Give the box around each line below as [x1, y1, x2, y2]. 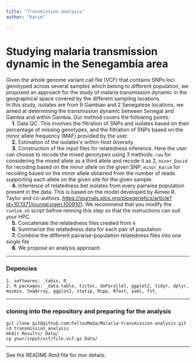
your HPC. [6, 213, 31, 220]
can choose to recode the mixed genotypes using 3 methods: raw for [6, 151, 171, 158]
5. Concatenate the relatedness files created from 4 [11, 220, 136, 227]
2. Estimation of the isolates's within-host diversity [11, 139, 134, 146]
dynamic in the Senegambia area [6, 57, 169, 70]
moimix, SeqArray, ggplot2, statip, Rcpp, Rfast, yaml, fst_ [6, 288, 158, 294]
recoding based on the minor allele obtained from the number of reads [6, 170, 176, 177]
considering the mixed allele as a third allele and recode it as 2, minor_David [6, 157, 188, 165]
